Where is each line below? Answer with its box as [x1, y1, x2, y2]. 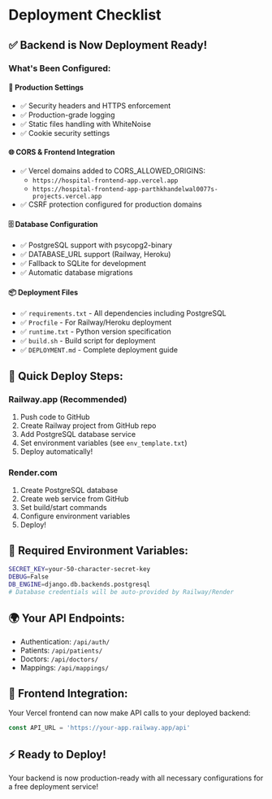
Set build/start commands [19, 503, 107, 513]
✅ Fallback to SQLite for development [19, 259, 146, 269]
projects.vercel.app [32, 192, 102, 200]
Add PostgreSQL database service [19, 430, 136, 439]
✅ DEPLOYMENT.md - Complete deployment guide [19, 345, 179, 355]
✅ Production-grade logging [19, 110, 115, 120]
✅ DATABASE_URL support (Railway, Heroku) [19, 250, 171, 260]
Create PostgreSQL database [19, 486, 119, 496]
